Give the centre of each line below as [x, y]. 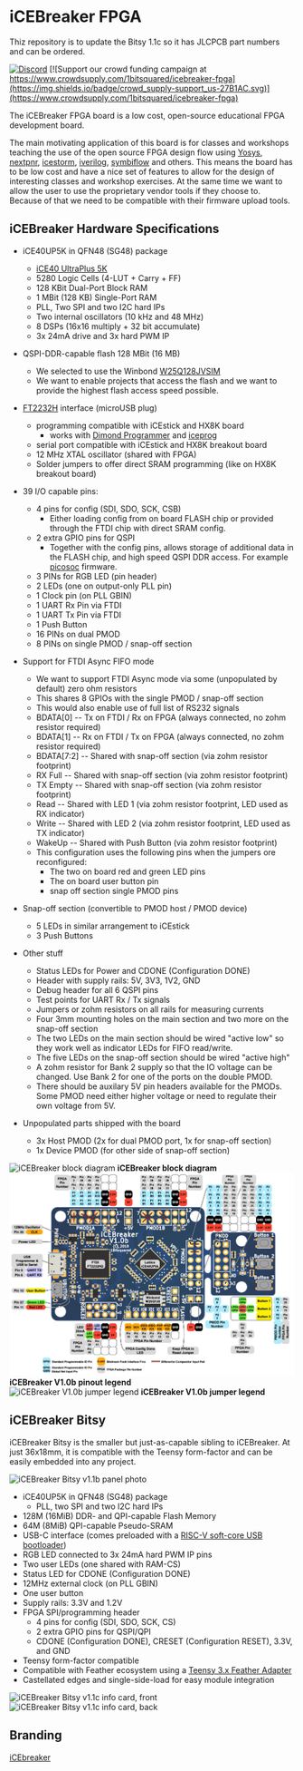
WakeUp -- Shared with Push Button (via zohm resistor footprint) [156, 842]
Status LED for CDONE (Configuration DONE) [107, 1573]
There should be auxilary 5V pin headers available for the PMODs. [159, 1086]
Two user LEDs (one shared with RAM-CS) [101, 1564]
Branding [36, 1735]
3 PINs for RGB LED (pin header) [96, 576]
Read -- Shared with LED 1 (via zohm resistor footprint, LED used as [162, 803]
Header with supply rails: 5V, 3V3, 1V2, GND [118, 980]
